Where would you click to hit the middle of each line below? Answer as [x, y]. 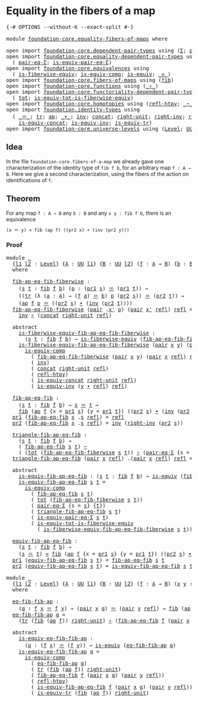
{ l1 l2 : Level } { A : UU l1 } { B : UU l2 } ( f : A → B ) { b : [99, 263]
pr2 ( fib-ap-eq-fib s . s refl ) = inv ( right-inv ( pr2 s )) [98, 423]
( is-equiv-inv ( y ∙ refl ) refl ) [79, 386]
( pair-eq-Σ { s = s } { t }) [68, 505]
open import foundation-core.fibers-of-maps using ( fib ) [90, 80]
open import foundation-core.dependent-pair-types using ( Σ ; [96, 50]
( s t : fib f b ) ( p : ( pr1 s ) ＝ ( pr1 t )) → [83, 288]
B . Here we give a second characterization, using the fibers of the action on [98, 174]
